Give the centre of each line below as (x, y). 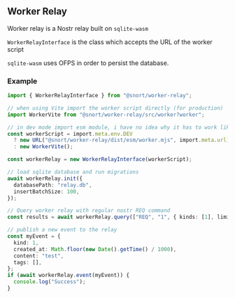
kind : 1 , (26, 243)
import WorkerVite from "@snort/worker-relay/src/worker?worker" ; (106, 115)
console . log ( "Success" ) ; (50, 282)
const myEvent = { (34, 236)
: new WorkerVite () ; (43, 147)
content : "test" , (39, 256)
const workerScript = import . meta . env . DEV (70, 134)
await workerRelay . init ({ (45, 178)
